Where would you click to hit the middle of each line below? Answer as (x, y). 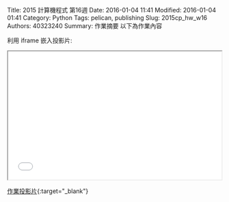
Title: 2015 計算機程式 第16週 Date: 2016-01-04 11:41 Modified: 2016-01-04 (112, 10)
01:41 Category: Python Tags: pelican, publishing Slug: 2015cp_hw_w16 (107, 18)
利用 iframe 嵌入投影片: (40, 40)
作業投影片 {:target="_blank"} (48, 191)
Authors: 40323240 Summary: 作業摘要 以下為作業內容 (85, 26)
